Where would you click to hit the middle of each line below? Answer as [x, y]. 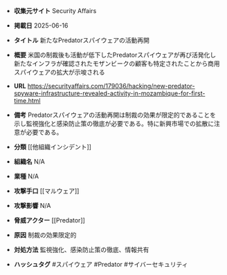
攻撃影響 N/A [32, 206]
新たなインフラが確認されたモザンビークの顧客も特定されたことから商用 [117, 64]
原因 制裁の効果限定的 [45, 235]
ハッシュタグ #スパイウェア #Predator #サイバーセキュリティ [101, 264]
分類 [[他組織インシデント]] [53, 147]
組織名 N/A [29, 161]
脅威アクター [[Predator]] [49, 220]
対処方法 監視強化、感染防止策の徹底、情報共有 [81, 249]
